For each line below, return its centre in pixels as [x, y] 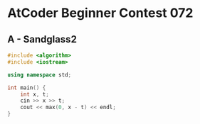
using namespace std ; [40, 75]
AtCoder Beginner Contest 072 [100, 13]
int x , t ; [35, 94]
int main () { [27, 88]
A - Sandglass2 [42, 39]
